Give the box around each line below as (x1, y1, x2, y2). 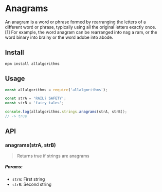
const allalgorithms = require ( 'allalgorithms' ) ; (5, 87, 108, 92)
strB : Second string (12, 181, 52, 187)
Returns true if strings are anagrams (17, 153, 90, 159)
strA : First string (12, 176, 45, 182)
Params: (5, 164, 23, 170)
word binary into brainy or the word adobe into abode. (5, 34, 113, 40)
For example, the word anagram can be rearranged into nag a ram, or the (11, 29, 157, 35)
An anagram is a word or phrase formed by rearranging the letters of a (5, 19, 146, 25)
